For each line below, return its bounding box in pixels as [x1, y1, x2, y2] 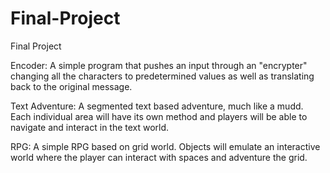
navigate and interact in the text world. [10, 121, 170, 133]
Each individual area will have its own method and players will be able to [10, 110, 308, 122]
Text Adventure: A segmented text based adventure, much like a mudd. [10, 100, 304, 112]
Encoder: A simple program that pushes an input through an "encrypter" [10, 59, 308, 71]
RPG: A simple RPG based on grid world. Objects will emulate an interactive [10, 140, 321, 152]
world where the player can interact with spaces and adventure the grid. [10, 151, 308, 163]
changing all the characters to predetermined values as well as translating [10, 70, 315, 82]
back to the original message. [10, 80, 133, 92]
